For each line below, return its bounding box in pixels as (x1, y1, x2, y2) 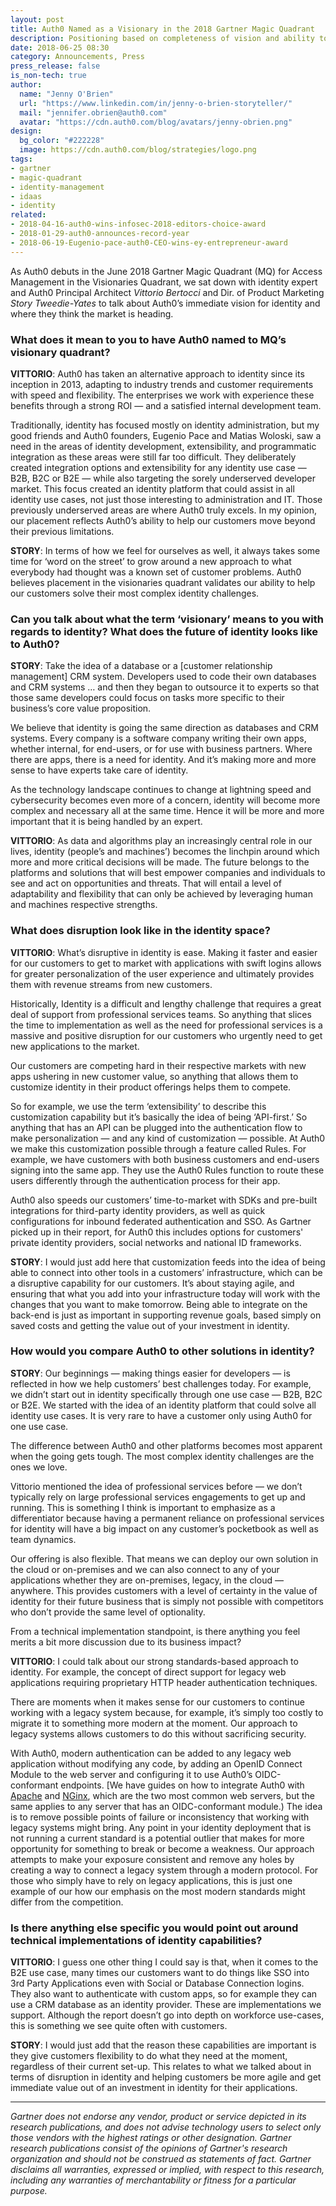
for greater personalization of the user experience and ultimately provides (10, 967, 315, 980)
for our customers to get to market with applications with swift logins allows (10, 957, 322, 969)
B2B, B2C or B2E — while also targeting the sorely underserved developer (10, 472, 317, 484)
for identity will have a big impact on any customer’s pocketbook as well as (10, 1522, 319, 1535)
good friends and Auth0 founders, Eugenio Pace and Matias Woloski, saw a (10, 429, 322, 441)
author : (10, 80, 43, 90)
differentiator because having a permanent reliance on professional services (10, 1512, 325, 1524)
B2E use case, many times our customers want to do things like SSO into (10, 1967, 310, 1979)
